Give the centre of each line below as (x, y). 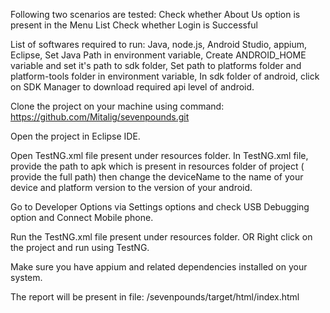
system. (26, 277)
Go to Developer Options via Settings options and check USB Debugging (160, 207)
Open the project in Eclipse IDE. (75, 136)
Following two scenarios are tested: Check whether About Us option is (155, 14)
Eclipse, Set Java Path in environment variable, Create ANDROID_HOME (158, 55)
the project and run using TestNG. (80, 247)
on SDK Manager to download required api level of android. (132, 87)
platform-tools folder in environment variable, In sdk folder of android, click (165, 76)
